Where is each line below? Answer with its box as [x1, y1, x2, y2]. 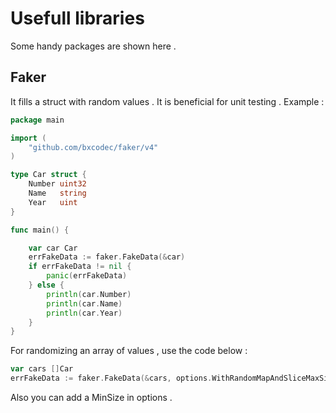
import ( [10, 133, 47, 143]
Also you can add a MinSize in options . [10, 392, 173, 403]
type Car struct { [10, 170, 87, 180]
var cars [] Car [10, 364, 74, 374]
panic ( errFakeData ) [46, 271, 128, 281]
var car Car [28, 243, 78, 253]
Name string [28, 188, 87, 198]
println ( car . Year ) [46, 308, 123, 318]
